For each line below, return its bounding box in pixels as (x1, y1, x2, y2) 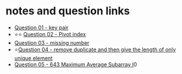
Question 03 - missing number (14, 39, 90, 46)
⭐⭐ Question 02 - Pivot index (14, 30, 86, 38)
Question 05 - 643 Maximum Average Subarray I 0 (14, 61, 137, 68)
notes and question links (5, 4, 130, 18)
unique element (14, 54, 53, 61)
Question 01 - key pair (14, 24, 69, 31)
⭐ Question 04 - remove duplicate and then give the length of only (14, 46, 177, 53)
